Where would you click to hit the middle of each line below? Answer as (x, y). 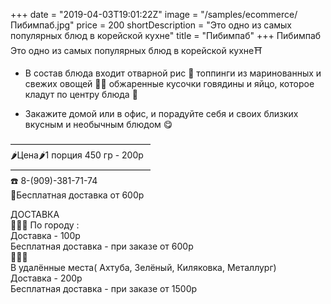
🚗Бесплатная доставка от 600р (77, 195)
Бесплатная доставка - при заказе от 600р (102, 246)
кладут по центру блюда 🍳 (81, 94)
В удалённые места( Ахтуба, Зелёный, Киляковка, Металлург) (143, 267)
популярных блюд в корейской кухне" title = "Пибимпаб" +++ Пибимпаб (166, 35)
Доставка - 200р (46, 278)
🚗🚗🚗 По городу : (45, 225)
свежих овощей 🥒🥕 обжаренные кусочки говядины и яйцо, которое (169, 83)
